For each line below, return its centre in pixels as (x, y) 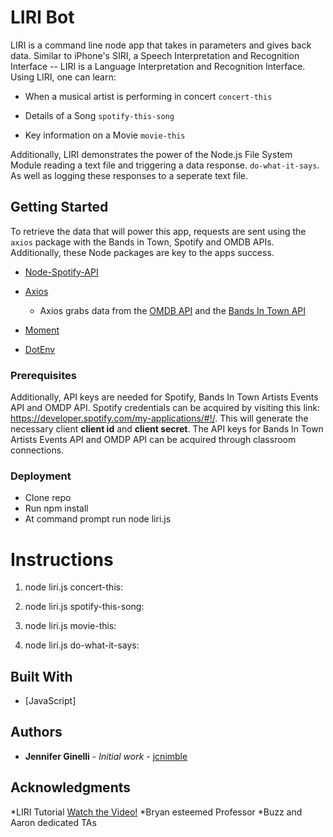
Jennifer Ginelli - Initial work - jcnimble (106, 756)
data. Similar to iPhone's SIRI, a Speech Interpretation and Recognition (155, 55)
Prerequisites (43, 375)
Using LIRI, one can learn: (63, 77)
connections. (37, 450)
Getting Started (59, 207)
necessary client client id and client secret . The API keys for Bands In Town (167, 429)
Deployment (41, 476)
